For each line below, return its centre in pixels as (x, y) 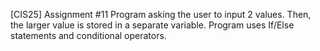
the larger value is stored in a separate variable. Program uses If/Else (152, 25)
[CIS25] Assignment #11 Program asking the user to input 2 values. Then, (161, 14)
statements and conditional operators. (88, 35)
